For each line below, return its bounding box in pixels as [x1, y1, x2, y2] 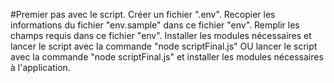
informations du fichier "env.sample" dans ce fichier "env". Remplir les [10, 19, 300, 31]
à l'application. [10, 62, 71, 73]
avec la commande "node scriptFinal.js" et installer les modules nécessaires [10, 51, 324, 63]
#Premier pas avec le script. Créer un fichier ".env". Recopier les [10, 9, 276, 20]
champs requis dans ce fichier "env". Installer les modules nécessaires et [10, 30, 312, 41]
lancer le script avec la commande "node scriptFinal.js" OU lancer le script [10, 40, 318, 52]
